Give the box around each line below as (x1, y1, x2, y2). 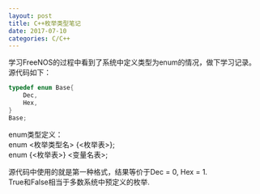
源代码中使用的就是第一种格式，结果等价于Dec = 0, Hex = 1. (8, 167, 208, 176)
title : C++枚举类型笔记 (8, 19, 81, 27)
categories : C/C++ (8, 34, 70, 43)
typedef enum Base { (8, 84, 75, 92)
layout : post (8, 11, 53, 20)
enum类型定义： (8, 129, 63, 139)
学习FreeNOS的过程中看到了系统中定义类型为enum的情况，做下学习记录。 (8, 57, 257, 67)
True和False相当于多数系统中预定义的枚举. (8, 177, 150, 187)
